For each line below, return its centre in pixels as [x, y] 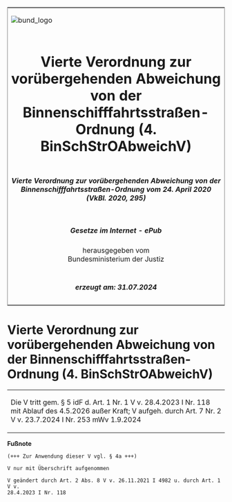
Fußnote [20, 443]
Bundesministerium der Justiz [116, 259]
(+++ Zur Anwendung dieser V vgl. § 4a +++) [72, 456]
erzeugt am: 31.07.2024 [116, 287]
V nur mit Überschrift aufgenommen [58, 468]
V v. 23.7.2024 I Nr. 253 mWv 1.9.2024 [76, 420]
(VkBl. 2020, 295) [116, 198]
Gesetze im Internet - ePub [116, 230]
